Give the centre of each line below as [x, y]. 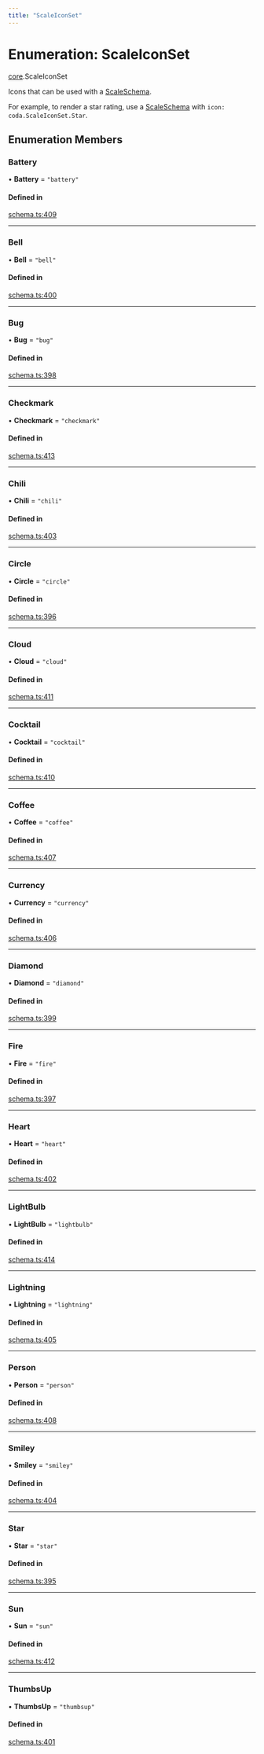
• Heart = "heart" [37, 1144]
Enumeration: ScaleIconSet [99, 54]
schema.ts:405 [33, 1340]
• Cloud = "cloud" [38, 661]
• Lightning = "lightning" [51, 1304]
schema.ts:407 [32, 857]
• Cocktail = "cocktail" [47, 742]
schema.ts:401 [32, 1741]
